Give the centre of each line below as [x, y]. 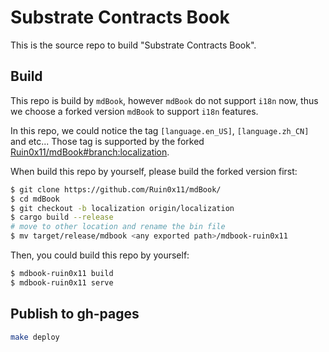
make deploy [35, 337]
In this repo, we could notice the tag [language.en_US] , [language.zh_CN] [160, 130]
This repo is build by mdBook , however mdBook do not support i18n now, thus [164, 100]
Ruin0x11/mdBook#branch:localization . [90, 152]
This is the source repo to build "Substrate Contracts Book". [133, 45]
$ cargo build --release [62, 217]
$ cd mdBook [35, 199]
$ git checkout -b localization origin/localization [122, 208]
